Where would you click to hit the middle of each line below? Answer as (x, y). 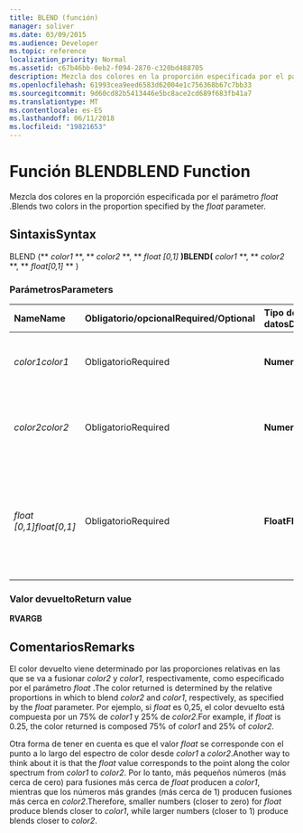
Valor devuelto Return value (71, 599)
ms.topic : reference (48, 51)
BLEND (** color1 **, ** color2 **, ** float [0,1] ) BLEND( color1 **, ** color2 (147, 256)
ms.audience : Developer (54, 43)
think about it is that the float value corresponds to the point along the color (150, 763)
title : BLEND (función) (54, 18)
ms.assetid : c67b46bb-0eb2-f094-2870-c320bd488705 (106, 69)
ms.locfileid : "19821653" (58, 127)
